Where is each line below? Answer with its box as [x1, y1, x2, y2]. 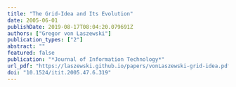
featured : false [7, 50, 55, 57]
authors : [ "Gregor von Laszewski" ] [7, 29, 112, 37]
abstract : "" [7, 43, 46, 50]
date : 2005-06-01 [7, 17, 58, 24]
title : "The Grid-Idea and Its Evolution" [7, 10, 133, 18]
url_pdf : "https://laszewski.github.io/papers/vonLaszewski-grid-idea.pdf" [7, 62, 234, 69]
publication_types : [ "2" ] [7, 36, 83, 43]
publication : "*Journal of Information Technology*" [7, 56, 165, 63]
